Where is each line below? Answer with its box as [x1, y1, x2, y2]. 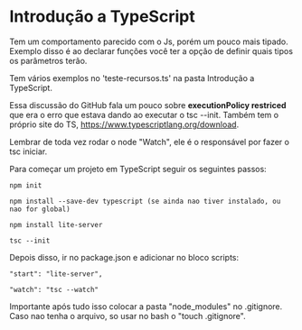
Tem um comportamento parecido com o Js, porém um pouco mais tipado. [9, 36, 289, 47]
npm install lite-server [9, 220, 103, 229]
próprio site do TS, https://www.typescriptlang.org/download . [9, 119, 240, 130]
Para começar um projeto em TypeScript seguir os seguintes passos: [9, 163, 267, 174]
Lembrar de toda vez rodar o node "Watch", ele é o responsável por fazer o [9, 136, 289, 147]
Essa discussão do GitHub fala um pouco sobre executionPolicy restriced [9, 99, 287, 110]
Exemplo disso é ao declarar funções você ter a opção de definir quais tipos [9, 45, 294, 56]
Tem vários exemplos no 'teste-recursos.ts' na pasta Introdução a [9, 72, 255, 83]
